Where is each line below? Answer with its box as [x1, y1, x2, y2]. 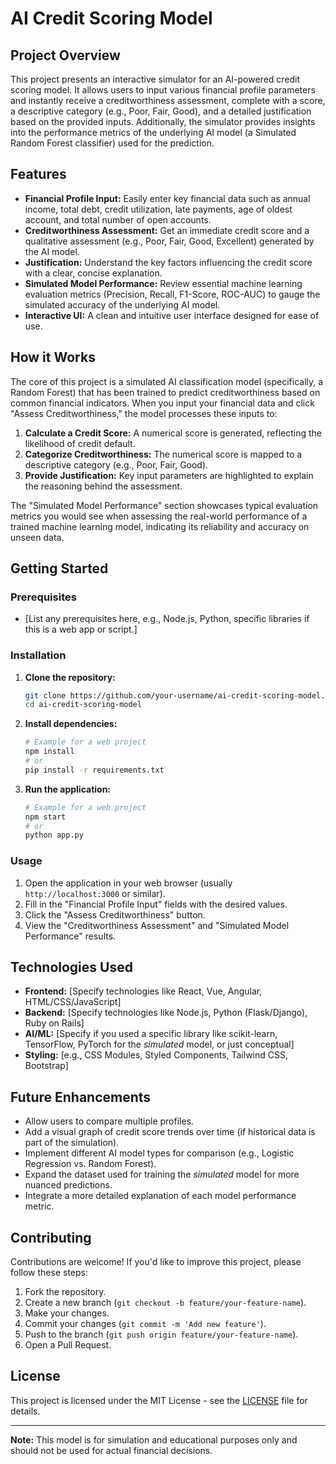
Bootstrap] [24, 1060, 69, 1072]
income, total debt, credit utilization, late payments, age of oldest [24, 203, 293, 215]
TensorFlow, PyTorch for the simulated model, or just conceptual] [24, 1038, 295, 1051]
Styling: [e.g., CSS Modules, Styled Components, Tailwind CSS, [24, 1049, 288, 1061]
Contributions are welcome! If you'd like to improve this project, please [10, 1256, 302, 1268]
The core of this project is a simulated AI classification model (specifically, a [10, 375, 324, 387]
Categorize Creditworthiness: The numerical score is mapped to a [24, 448, 303, 460]
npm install [24, 747, 75, 757]
